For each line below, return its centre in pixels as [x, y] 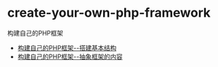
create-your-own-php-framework [109, 13]
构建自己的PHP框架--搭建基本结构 [67, 47]
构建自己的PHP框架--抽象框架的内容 [70, 57]
